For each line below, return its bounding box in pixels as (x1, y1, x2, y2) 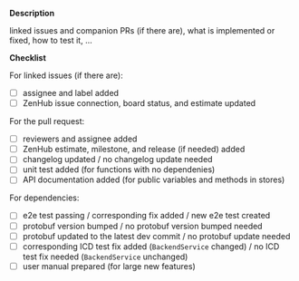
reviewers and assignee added (22, 133, 138, 144)
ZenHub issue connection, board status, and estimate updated (22, 98, 256, 109)
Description (9, 8, 55, 18)
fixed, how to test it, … (9, 35, 92, 45)
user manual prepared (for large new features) (22, 260, 197, 271)
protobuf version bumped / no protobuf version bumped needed (22, 220, 263, 231)
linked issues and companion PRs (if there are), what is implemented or (9, 25, 275, 35)
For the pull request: (9, 116, 85, 127)
